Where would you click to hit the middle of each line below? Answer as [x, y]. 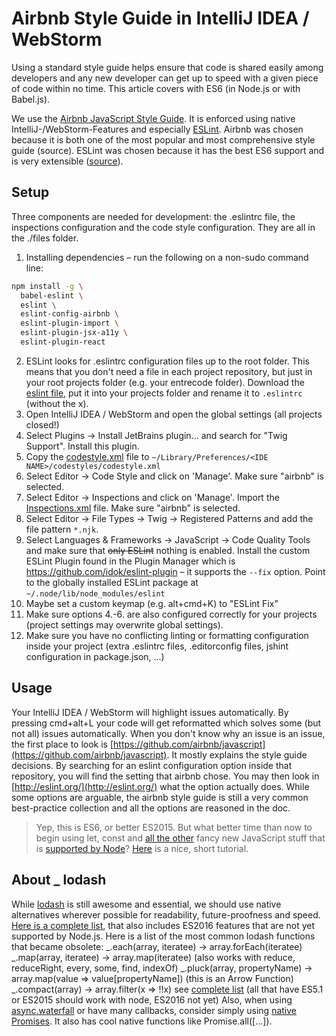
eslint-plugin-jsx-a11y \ [74, 333]
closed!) [42, 424]
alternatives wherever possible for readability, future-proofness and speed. [166, 914]
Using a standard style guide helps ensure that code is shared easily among [167, 67]
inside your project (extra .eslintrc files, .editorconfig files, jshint [157, 646]
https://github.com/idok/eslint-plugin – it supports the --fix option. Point [175, 571]
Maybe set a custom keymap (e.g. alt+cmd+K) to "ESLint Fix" [152, 603]
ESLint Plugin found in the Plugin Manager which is [130, 561]
